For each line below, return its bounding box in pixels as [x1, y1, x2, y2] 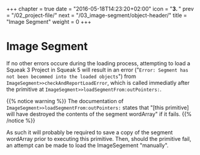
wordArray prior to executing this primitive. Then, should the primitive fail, [6, 135, 191, 142]
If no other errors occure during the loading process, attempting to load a [6, 59, 191, 67]
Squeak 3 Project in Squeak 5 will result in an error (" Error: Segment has [6, 66, 189, 73]
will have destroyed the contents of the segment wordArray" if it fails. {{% [6, 110, 192, 118]
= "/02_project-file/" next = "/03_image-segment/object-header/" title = [6, 12, 187, 19]
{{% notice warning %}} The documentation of [6, 97, 124, 104]
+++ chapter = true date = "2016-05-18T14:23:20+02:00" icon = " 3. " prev [6, 5, 194, 12]
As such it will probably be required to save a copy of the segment [6, 128, 173, 136]
